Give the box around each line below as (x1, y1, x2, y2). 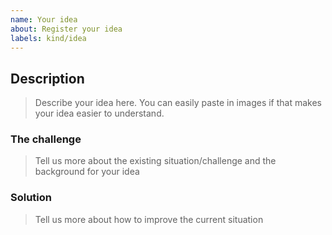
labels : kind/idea (10, 33, 87, 43)
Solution (10, 191, 53, 205)
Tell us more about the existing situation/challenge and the (34, 155, 277, 167)
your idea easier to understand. (34, 107, 165, 120)
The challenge (10, 132, 82, 146)
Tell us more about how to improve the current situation (34, 213, 264, 225)
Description (10, 70, 85, 87)
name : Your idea (10, 14, 78, 25)
